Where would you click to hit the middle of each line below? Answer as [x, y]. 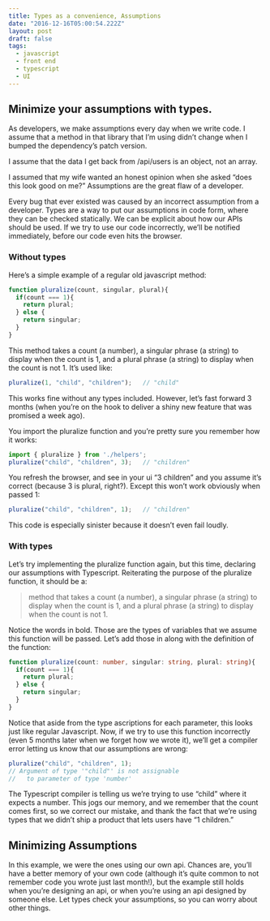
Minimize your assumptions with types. [110, 109]
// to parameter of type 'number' [70, 779]
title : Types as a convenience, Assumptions [85, 16]
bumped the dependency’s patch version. [78, 146]
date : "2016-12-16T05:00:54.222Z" [67, 24]
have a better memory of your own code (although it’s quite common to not [134, 874]
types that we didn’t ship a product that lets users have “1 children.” [121, 820]
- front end [36, 62]
